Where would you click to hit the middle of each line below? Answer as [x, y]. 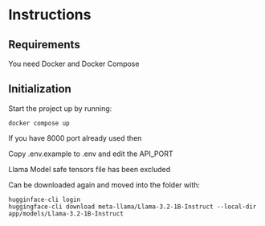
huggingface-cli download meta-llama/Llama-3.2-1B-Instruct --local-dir [132, 207]
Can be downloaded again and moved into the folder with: [104, 185]
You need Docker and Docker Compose [74, 64]
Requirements [44, 45]
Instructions [50, 15]
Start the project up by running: [60, 108]
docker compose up [39, 123]
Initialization [40, 89]
